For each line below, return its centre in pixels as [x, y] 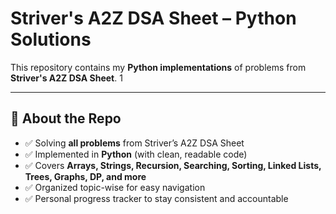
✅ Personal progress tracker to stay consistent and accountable [156, 198]
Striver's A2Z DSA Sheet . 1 [66, 78]
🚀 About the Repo [66, 118]
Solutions [51, 39]
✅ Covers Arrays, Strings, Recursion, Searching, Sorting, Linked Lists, [173, 165]
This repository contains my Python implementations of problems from [158, 67]
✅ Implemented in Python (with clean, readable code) [136, 154]
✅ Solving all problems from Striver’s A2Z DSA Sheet [134, 143]
